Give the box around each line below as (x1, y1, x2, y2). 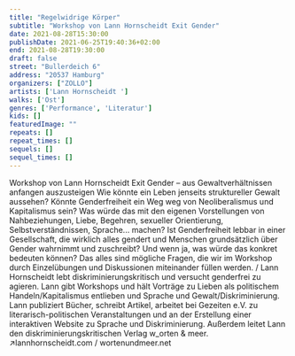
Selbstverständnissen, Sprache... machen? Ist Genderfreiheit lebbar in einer (9, 224, 286, 235)
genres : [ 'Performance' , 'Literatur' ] (9, 104, 152, 112)
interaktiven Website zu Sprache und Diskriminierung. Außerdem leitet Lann (9, 318, 286, 329)
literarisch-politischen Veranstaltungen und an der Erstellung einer (9, 309, 252, 320)
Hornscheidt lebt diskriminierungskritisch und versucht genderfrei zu (9, 271, 261, 282)
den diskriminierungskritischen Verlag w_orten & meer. (9, 328, 209, 338)
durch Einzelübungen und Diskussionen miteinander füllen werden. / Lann (9, 262, 279, 273)
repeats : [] (9, 128, 53, 137)
